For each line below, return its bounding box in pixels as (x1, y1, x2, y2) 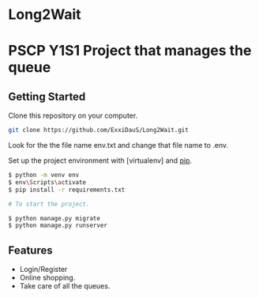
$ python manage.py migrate (8, 214, 101, 222)
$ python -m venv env (8, 172, 80, 179)
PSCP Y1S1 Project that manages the (8, 42, 252, 60)
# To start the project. (8, 200, 90, 208)
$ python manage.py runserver (8, 221, 108, 230)
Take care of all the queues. (19, 281, 111, 291)
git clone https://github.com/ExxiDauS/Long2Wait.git (8, 126, 190, 134)
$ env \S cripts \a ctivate (8, 178, 87, 187)
